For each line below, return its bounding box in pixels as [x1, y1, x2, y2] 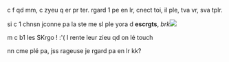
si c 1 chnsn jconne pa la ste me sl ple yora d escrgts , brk [7, 20, 171, 28]
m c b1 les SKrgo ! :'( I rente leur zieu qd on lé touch [7, 34, 153, 41]
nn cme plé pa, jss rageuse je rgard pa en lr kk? [7, 47, 142, 54]
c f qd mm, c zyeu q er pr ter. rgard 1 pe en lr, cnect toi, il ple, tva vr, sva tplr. [7, 6, 223, 14]
